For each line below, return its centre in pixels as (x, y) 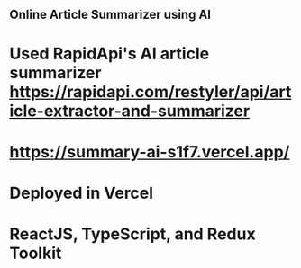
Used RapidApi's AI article (109, 54)
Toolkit (36, 253)
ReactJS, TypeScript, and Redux (132, 234)
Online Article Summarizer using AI (110, 15)
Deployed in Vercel (82, 193)
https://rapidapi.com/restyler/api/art (150, 91)
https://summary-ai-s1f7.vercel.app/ (150, 152)
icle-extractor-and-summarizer (130, 111)
